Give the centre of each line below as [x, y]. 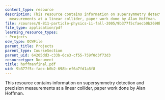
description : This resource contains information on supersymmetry [76, 14]
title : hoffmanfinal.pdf [30, 64]
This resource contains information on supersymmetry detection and [75, 83]
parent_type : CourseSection [34, 50]
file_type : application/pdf [34, 28]
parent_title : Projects [29, 46]
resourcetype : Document [29, 60]
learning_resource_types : [31, 32]
